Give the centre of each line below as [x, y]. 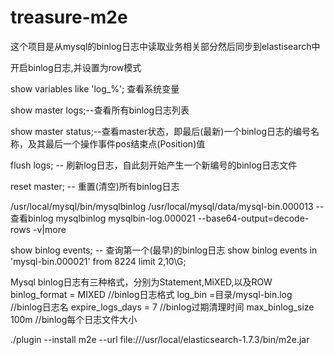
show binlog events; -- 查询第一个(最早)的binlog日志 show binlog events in [164, 250]
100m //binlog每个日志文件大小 [74, 319]
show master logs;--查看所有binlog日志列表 [100, 110]
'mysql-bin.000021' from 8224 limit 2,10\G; [98, 261]
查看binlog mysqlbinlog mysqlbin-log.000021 [103, 218]
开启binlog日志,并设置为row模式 [76, 67]
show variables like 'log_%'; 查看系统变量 [95, 88]
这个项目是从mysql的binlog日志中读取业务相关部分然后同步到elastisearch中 [165, 46]
